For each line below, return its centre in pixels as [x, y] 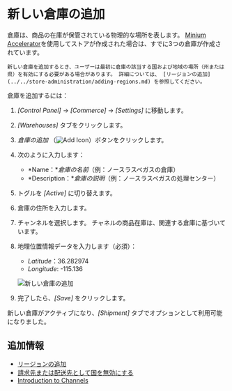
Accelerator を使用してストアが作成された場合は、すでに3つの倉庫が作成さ [114, 43]
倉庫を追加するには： [38, 95]
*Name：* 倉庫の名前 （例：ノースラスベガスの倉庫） [103, 169]
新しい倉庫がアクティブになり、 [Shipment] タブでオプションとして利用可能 [115, 313]
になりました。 [29, 321]
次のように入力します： [51, 155]
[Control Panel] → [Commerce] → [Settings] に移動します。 [102, 110]
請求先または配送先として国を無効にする [75, 372]
